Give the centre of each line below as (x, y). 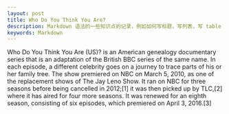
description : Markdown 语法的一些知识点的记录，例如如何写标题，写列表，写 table (114, 26)
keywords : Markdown (35, 33)
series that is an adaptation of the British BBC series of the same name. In (111, 60)
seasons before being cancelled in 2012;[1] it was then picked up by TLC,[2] (115, 89)
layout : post (26, 13)
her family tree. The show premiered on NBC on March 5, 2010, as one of (111, 74)
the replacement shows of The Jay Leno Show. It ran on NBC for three (107, 81)
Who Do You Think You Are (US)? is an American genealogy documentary (112, 52)
